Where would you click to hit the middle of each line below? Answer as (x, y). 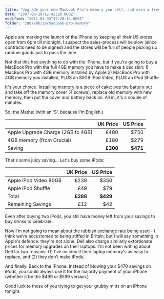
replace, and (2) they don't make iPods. (45, 257)
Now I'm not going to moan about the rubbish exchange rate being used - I (80, 231)
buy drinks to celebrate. (29, 221)
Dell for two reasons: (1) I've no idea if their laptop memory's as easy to (77, 252)
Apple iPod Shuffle (29, 188)
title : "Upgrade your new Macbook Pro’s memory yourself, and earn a (77, 10)
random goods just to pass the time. (41, 53)
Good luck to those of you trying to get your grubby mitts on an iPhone (76, 286)
